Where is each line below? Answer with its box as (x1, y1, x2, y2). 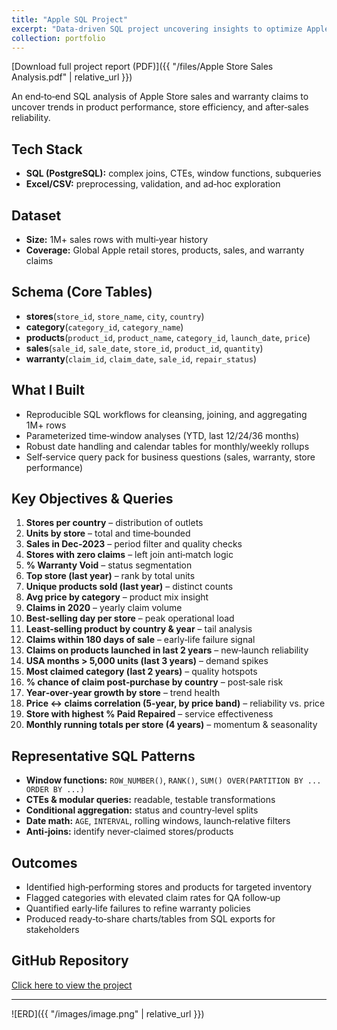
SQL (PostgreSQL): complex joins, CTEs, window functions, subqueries (25, 167, 322, 180)
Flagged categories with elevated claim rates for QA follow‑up (25, 892, 281, 904)
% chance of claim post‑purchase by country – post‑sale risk (25, 676, 284, 688)
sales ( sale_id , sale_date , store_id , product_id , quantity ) (25, 342, 264, 354)
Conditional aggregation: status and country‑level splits (25, 804, 259, 816)
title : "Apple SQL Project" (11, 14, 129, 25)
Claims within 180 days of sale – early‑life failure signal (25, 634, 256, 646)
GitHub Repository (11, 952, 129, 970)
